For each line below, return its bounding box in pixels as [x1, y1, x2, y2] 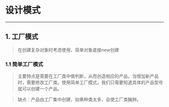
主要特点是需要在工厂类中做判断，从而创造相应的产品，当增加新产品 [17, 73, 159, 79]
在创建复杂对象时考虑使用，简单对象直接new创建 [17, 46, 119, 53]
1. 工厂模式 [5, 32, 39, 41]
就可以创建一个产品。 [17, 86, 62, 92]
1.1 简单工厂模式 [5, 61, 44, 68]
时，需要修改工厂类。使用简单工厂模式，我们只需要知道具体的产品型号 [17, 79, 163, 86]
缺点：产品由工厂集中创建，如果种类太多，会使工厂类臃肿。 [17, 96, 141, 102]
